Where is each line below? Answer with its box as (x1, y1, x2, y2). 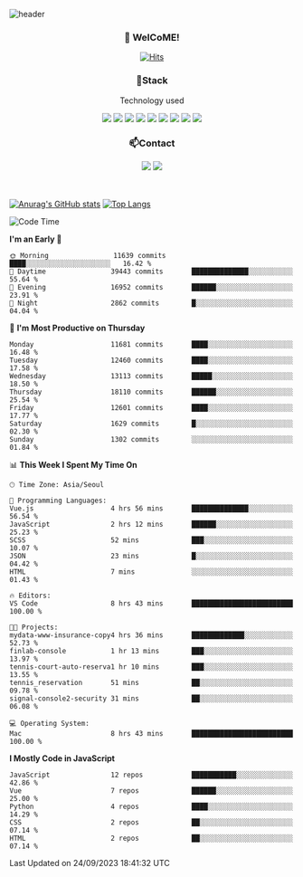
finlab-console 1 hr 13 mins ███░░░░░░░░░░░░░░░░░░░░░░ (9, 646, 294, 655)
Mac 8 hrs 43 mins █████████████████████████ (9, 729, 294, 738)
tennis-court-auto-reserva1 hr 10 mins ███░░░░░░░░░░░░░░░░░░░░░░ (9, 662, 294, 672)
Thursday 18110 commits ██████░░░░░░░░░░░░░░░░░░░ (9, 387, 294, 396)
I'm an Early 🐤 (9, 234, 62, 244)
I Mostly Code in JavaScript (9, 752, 116, 764)
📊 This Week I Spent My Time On (9, 459, 137, 470)
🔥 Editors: (9, 591, 52, 600)
